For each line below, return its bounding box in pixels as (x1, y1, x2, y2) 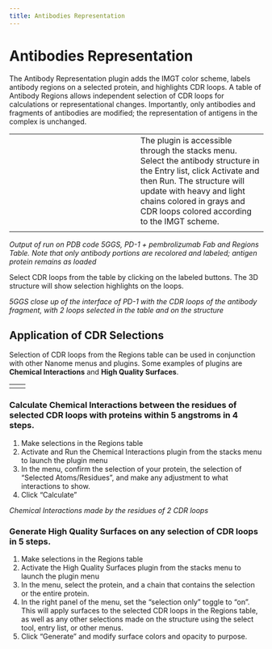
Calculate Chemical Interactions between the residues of (9, 400, 237, 411)
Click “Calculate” (20, 490, 77, 499)
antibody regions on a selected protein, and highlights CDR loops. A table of (9, 82, 262, 91)
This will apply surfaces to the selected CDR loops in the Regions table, (20, 605, 258, 615)
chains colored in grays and (140, 195, 245, 206)
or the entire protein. (20, 588, 90, 598)
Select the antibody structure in (140, 155, 260, 166)
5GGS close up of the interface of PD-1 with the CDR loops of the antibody (9, 296, 257, 306)
